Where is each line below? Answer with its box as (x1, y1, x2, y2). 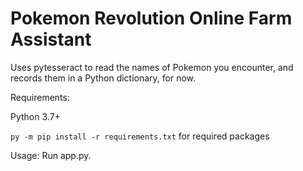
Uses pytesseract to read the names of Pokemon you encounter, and (10, 61, 294, 73)
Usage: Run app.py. (10, 149, 92, 161)
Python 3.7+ (10, 110, 61, 122)
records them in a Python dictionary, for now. (10, 72, 197, 84)
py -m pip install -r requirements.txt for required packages (10, 130, 270, 142)
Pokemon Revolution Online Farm (10, 7, 293, 30)
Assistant (10, 28, 92, 51)
